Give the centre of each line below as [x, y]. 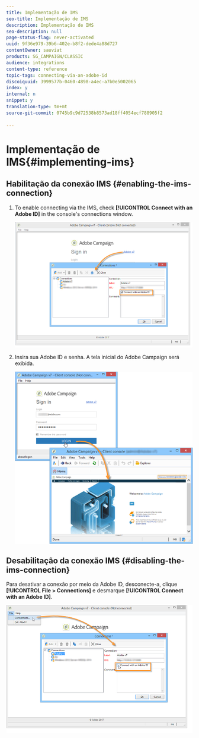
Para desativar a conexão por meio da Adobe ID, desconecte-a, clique [92, 584]
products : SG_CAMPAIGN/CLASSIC [45, 56]
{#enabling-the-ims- [152, 184]
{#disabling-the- [153, 560]
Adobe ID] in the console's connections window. [74, 213]
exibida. [24, 363]
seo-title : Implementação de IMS [47, 19]
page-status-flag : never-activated [50, 38]
